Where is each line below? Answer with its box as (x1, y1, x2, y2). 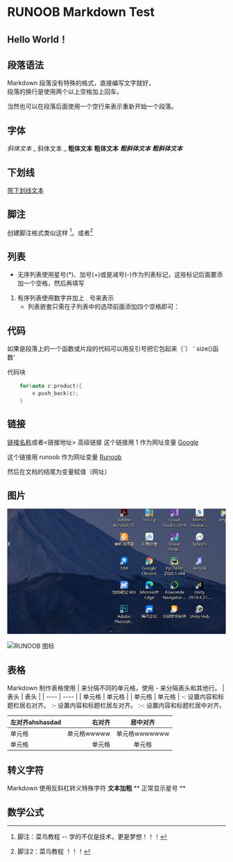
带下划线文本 (7, 187, 44, 195)
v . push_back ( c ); (32, 390, 79, 397)
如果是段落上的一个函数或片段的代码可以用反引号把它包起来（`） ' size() (7, 345, 213, 353)
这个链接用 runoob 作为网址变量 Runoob (7, 452, 122, 461)
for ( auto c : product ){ (19, 383, 82, 390)
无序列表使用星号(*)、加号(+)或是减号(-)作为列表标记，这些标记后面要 (17, 270, 217, 279)
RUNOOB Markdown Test (7, 4, 155, 20)
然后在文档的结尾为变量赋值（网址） (7, 467, 111, 476)
